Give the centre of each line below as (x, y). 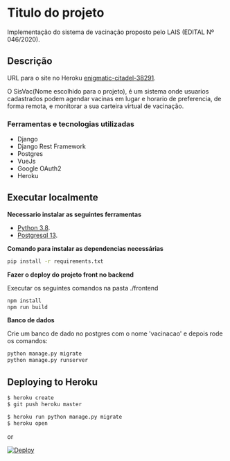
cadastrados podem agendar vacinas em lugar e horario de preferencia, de (114, 98)
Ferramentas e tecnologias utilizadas (71, 124)
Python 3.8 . (34, 227)
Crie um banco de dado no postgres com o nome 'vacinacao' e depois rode (115, 333)
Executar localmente (53, 198)
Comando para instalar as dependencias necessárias (86, 248)
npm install (24, 301)
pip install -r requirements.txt (55, 261)
